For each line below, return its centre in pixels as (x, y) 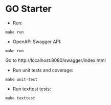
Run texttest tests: (32, 89)
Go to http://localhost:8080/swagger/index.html (55, 60)
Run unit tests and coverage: (43, 70)
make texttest (20, 98)
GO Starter (29, 9)
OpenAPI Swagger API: (37, 42)
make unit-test (21, 79)
